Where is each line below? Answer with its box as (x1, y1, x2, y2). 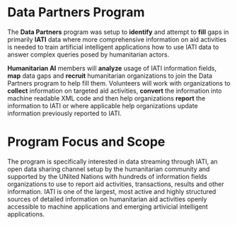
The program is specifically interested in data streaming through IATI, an (7, 157, 218, 166)
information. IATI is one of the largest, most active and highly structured (7, 187, 216, 195)
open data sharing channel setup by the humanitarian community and (7, 164, 210, 173)
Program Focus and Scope (7, 134, 166, 150)
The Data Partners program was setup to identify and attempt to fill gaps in (7, 28, 229, 36)
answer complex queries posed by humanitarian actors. (7, 50, 170, 59)
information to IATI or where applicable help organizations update (7, 101, 198, 110)
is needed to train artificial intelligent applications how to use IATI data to (7, 42, 219, 51)
